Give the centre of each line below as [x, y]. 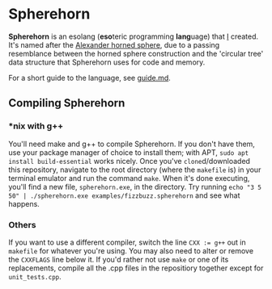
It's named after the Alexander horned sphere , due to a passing [114, 44]
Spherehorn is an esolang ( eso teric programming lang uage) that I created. [134, 36]
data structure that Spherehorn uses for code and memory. [107, 62]
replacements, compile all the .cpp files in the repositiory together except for [136, 268]
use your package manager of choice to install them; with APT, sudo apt [129, 152]
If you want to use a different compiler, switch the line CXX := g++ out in [127, 242]
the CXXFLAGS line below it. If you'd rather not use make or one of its [119, 259]
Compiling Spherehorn [67, 103]
